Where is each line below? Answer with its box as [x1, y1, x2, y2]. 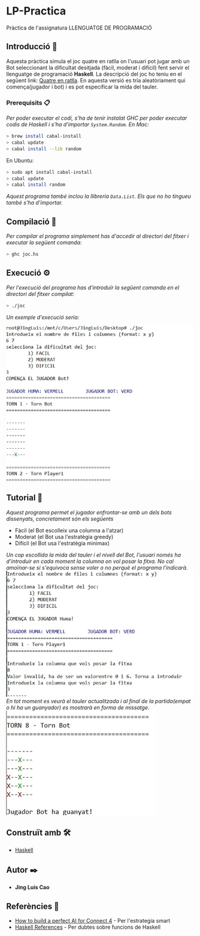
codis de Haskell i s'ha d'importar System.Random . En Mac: [6, 121, 149, 128]
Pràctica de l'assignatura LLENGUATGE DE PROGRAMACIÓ [6, 24, 152, 31]
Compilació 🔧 [6, 217, 57, 227]
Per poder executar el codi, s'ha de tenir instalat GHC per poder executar [6, 114, 187, 122]
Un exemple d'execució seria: [6, 313, 80, 321]
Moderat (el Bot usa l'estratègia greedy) [14, 533, 114, 540]
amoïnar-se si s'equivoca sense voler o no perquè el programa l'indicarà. [6, 564, 188, 571]
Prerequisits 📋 [6, 98, 51, 106]
